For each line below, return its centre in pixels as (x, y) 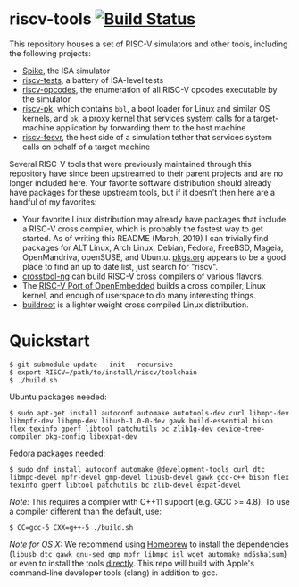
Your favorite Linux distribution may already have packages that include (154, 219)
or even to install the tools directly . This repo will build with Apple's (132, 563)
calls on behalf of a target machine (86, 147)
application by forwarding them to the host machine (151, 127)
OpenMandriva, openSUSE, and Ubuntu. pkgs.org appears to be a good (154, 257)
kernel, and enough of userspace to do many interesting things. (139, 295)
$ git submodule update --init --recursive (91, 365)
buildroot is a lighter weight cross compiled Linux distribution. (135, 305)
